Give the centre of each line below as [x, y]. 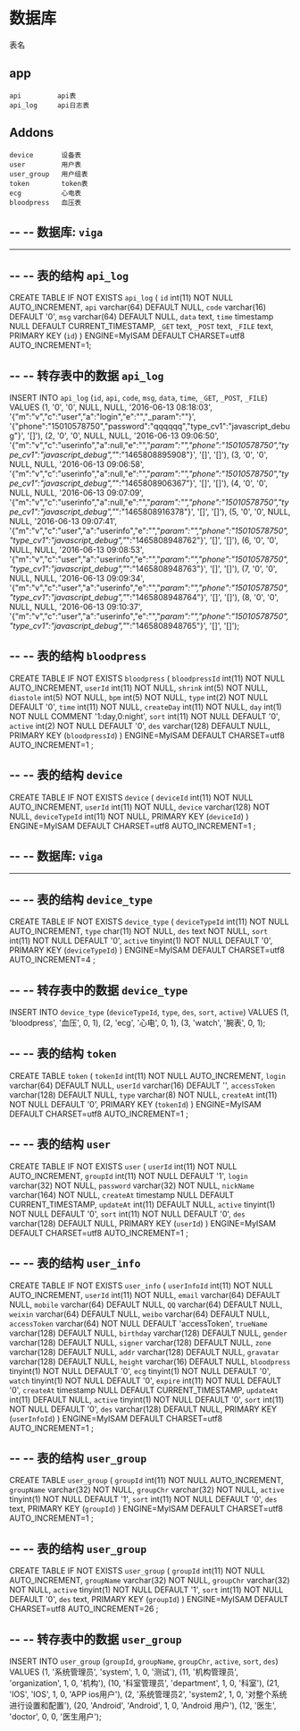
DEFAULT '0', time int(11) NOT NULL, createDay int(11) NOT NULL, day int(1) [146, 707]
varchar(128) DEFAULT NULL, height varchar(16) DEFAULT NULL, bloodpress [150, 1362]
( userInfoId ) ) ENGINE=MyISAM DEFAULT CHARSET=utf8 [116, 1418]
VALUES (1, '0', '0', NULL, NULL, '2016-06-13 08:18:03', [111, 407]
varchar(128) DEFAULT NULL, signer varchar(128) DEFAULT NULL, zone [141, 1342]
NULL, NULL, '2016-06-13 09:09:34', [77, 578]
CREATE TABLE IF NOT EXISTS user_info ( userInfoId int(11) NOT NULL [142, 1286]
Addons [32, 133]
